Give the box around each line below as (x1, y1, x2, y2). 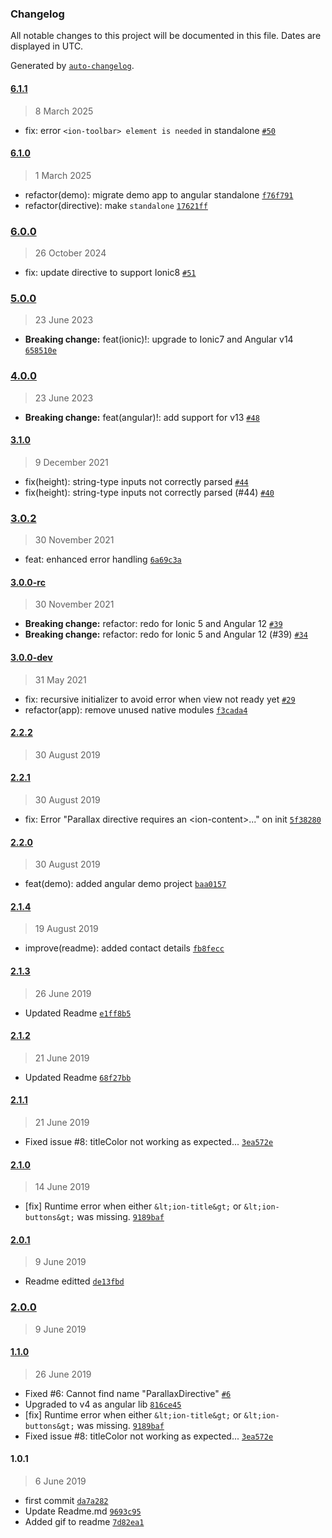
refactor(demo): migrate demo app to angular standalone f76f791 (24, 188, 294, 201)
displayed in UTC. (10, 40, 84, 52)
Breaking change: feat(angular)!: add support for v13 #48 (24, 411, 260, 423)
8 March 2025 (34, 105, 94, 117)
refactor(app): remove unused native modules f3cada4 (24, 703, 248, 716)
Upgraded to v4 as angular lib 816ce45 (24, 1398, 182, 1410)
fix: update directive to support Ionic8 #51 (24, 267, 197, 278)
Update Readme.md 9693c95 (24, 1505, 142, 1517)
